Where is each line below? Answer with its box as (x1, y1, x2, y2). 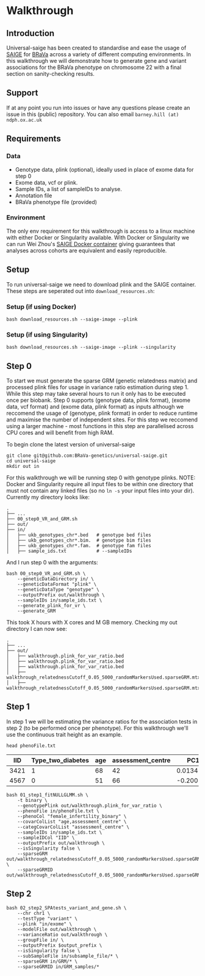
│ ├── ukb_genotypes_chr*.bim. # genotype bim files (6, 537, 151, 544)
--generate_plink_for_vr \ (17, 603, 86, 609)
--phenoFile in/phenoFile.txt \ (17, 807, 99, 814)
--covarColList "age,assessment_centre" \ (17, 818, 127, 825)
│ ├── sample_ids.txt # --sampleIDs (6, 548, 132, 555)
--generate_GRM (17, 608, 56, 614)
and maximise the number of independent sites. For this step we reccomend (6, 416, 198, 423)
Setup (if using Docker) (6, 302, 77, 311)
